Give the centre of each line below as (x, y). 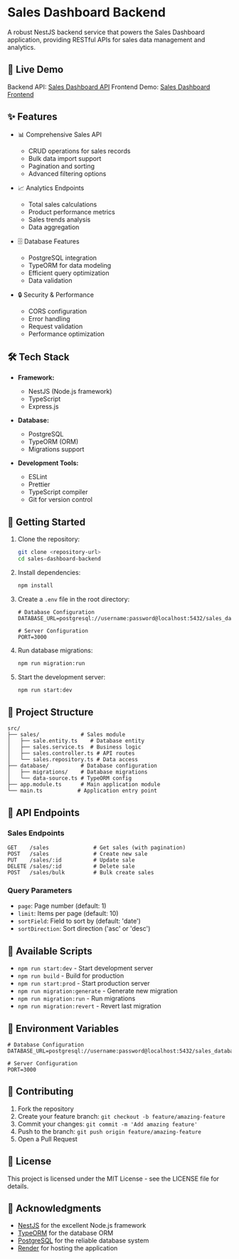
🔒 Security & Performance (56, 294)
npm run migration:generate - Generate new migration (97, 991)
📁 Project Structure (51, 712)
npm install (35, 585)
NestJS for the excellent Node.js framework (82, 1226)
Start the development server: (62, 676)
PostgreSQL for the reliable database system (83, 1240)
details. (18, 1186)
